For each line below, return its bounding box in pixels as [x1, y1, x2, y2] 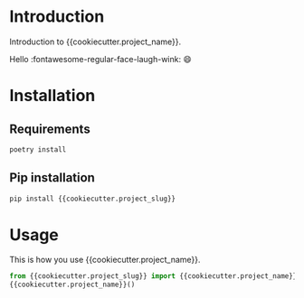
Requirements [9, 121, 90, 136]
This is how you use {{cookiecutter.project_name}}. [9, 255, 201, 265]
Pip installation [9, 170, 95, 186]
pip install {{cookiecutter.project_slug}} [9, 194, 176, 203]
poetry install [9, 144, 67, 154]
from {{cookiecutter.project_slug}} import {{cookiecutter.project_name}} [9, 272, 298, 281]
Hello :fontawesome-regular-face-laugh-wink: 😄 [9, 53, 192, 64]
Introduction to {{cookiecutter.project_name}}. [9, 36, 182, 47]
